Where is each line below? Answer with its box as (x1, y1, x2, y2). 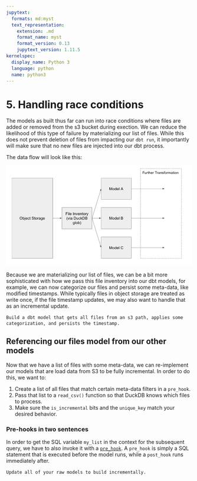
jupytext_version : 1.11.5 (17, 47, 81, 53)
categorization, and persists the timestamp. (6, 321, 120, 327)
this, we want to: (6, 374, 46, 381)
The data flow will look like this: (6, 154, 83, 161)
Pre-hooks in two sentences (6, 425, 88, 433)
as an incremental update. (6, 302, 70, 309)
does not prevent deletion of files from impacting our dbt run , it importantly (6, 136, 190, 143)
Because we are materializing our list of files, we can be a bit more (6, 271, 168, 278)
